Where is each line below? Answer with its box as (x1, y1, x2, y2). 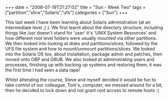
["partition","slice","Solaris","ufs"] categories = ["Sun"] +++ (5, 9, 128, 15)
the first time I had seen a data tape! (5, 67, 80, 73)
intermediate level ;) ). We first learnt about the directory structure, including (5, 24, 163, 30)
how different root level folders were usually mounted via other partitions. (5, 35, 157, 41)
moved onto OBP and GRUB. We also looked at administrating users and (5, 56, 154, 62)
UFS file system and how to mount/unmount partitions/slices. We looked (5, 46, 155, 51)
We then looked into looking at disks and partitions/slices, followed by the (5, 40, 158, 46)
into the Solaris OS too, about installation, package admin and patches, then (5, 51, 162, 57)
